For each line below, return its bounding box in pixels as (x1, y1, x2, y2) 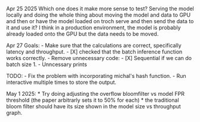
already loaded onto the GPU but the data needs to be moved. (6, 30, 159, 37)
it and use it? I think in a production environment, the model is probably (6, 24, 181, 31)
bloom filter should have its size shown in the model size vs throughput (6, 103, 181, 110)
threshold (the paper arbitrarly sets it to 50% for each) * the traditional (6, 96, 179, 104)
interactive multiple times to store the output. (6, 79, 116, 86)
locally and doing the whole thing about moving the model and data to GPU (6, 11, 191, 18)
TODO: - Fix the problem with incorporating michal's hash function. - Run (6, 73, 186, 79)
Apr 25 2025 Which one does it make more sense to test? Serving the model (6, 5, 194, 12)
